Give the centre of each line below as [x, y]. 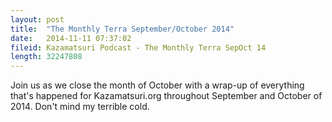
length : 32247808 [46, 57]
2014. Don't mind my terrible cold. [80, 107]
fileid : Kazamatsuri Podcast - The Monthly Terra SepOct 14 [138, 47]
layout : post [37, 19]
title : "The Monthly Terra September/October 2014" [122, 29]
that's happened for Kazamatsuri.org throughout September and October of [166, 96]
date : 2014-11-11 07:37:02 [71, 38]
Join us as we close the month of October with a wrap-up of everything [157, 85]
